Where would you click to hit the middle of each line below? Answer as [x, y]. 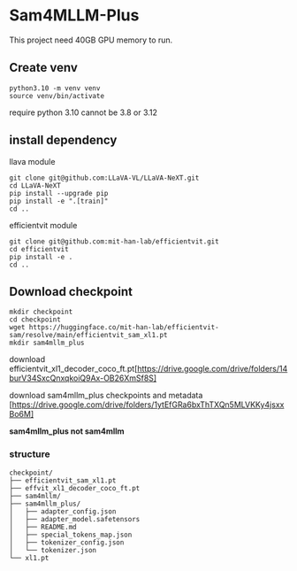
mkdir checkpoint [41, 312]
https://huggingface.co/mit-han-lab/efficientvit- [124, 328]
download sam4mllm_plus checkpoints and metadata [106, 396]
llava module [32, 161]
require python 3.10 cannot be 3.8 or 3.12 [83, 112]
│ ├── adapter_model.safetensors [75, 519]
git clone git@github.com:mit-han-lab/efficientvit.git [114, 241]
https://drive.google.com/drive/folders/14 [212, 369]
